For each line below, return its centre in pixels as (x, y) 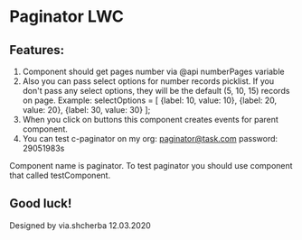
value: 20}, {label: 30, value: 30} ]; (86, 110)
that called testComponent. (60, 175)
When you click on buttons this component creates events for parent (150, 120)
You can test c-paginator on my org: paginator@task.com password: (150, 138)
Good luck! (41, 203)
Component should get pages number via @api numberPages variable (153, 71)
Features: (37, 50)
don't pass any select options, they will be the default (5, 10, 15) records (156, 91)
